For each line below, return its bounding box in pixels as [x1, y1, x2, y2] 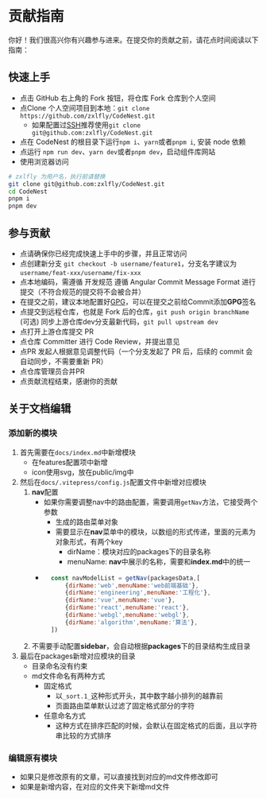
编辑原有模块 [8, 752, 58, 763]
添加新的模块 [8, 428, 58, 439]
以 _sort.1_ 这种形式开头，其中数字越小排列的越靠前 [55, 691, 224, 700]
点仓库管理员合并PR [19, 367, 85, 376]
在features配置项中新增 [31, 457, 108, 467]
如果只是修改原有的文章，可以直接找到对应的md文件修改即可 [19, 772, 218, 782]
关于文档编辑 [8, 402, 71, 416]
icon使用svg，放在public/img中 [31, 467, 134, 477]
